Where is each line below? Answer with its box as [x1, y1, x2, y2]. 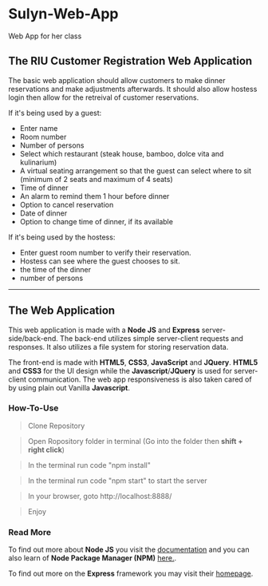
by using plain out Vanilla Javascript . [8, 382, 130, 392]
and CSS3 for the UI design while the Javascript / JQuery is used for [8, 366, 233, 375]
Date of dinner [19, 208, 68, 218]
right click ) [27, 445, 65, 454]
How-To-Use [8, 402, 59, 414]
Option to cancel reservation [19, 200, 114, 209]
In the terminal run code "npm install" [27, 460, 152, 469]
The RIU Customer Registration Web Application [8, 54, 253, 68]
